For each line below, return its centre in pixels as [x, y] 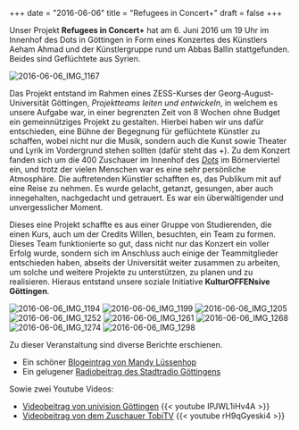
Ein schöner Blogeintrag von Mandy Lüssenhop [109, 362]
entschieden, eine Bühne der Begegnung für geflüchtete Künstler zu [135, 131]
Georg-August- [246, 93]
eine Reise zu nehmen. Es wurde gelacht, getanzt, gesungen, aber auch [141, 188]
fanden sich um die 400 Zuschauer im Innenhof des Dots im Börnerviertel [145, 160]
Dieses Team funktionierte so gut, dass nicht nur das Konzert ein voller [139, 244]
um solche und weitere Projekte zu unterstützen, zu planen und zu [131, 272]
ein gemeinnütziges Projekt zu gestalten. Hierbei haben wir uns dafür [137, 122]
